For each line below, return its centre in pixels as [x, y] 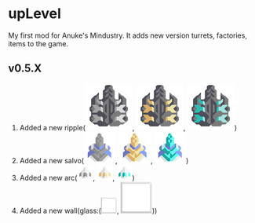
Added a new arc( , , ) [77, 177]
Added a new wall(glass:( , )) [88, 210]
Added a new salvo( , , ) [104, 160]
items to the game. [38, 43]
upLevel [35, 14]
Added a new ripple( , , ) [128, 127]
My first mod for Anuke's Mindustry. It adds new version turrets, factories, [127, 35]
